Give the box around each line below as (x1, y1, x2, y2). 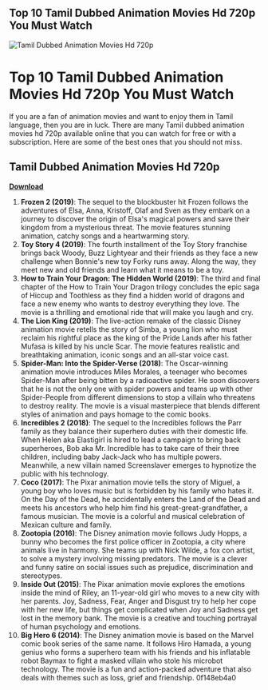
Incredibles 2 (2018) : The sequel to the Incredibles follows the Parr (20, 417, 242, 427)
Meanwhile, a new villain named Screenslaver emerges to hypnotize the (20, 460, 257, 470)
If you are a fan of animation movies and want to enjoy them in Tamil (9, 111, 234, 121)
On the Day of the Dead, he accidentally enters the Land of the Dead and (20, 494, 261, 504)
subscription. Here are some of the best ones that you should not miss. (9, 137, 242, 146)
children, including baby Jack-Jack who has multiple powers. (20, 452, 223, 461)
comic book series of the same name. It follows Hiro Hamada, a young (20, 639, 252, 648)
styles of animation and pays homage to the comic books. (20, 409, 211, 419)
